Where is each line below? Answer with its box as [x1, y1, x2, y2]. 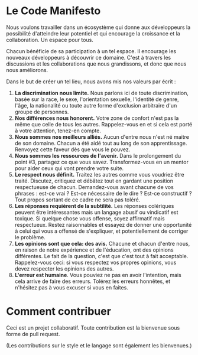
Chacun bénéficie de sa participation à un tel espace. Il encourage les [6, 47, 176, 54]
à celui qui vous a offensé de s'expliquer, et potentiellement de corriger [14, 227, 189, 235]
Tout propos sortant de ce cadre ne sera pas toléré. [14, 196, 141, 203]
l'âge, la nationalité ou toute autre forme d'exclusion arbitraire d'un [14, 102, 177, 109]
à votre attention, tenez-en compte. [14, 127, 102, 134]
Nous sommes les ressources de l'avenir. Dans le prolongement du [14, 152, 181, 159]
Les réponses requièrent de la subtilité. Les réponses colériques [14, 202, 174, 209]
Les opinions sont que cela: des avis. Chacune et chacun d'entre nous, [14, 240, 190, 247]
